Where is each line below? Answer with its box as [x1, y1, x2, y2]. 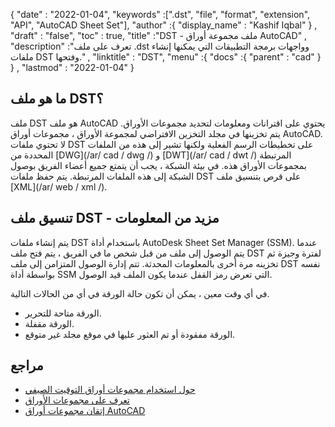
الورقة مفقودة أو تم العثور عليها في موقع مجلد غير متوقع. [24, 328, 236, 340]
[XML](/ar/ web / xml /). [10, 180, 108, 193]
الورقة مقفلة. [24, 317, 75, 329]
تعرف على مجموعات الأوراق [24, 394, 130, 406]
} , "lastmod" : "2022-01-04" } [10, 62, 135, 73]
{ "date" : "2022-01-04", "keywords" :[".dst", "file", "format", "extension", [10, 9, 311, 20]
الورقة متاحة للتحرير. [24, 307, 102, 319]
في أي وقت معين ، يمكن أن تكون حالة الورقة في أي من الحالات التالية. [10, 287, 270, 299]
